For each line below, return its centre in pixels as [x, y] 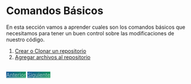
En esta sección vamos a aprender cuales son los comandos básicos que [96, 27]
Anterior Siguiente [28, 75]
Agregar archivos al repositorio [52, 57]
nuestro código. [26, 39]
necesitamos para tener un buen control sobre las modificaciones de [90, 33]
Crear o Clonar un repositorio [50, 51]
